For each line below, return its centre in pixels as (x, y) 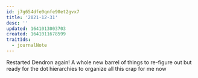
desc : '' (17, 23)
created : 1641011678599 (36, 34)
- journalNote (29, 46)
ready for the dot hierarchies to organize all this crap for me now (86, 68)
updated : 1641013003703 (36, 28)
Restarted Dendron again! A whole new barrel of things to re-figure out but (99, 62)
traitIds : (19, 40)
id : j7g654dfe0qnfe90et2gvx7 (43, 12)
